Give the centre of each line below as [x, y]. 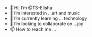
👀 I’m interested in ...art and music [45, 13]
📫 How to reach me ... [33, 29]
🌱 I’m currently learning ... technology [48, 18]
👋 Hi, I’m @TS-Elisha [31, 8]
